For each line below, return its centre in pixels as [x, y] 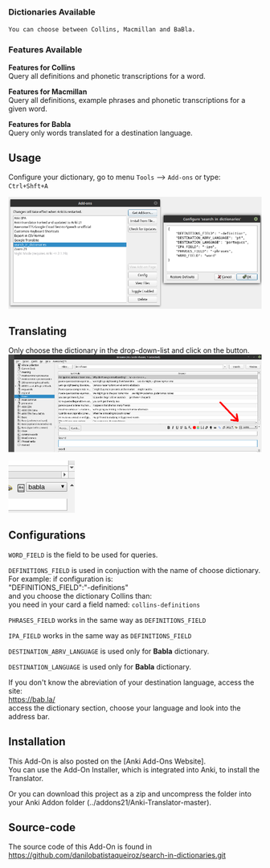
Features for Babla [40, 124]
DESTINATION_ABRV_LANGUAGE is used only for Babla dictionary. [109, 651]
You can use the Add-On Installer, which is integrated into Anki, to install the [134, 769]
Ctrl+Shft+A [28, 186]
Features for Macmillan [48, 92]
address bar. [29, 716]
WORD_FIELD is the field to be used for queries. [83, 555]
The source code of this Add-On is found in [80, 847]
